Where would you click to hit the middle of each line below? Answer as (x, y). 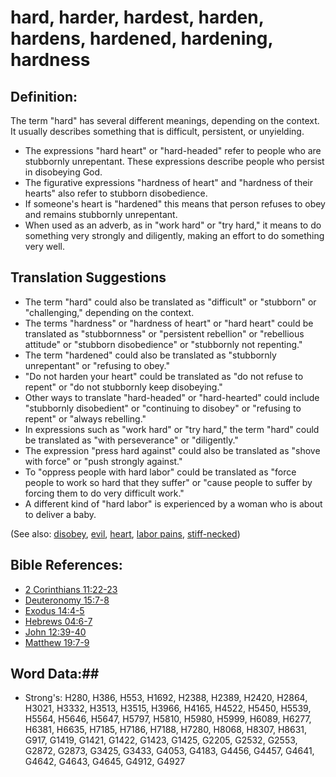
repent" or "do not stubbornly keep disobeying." (123, 387)
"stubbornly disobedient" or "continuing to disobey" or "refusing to (163, 408)
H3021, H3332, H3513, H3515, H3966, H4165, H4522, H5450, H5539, (168, 708)
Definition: (44, 96)
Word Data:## (55, 674)
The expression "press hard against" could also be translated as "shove (172, 450)
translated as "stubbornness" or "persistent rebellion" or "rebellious (164, 333)
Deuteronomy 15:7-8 (67, 600)
